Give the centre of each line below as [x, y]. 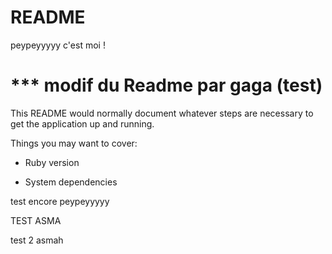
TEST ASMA [36, 220]
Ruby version [52, 162]
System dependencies [71, 182]
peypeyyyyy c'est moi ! [58, 45]
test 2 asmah [37, 240]
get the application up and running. [82, 123]
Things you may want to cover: [74, 143]
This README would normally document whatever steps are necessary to [162, 113]
